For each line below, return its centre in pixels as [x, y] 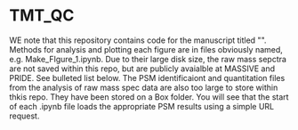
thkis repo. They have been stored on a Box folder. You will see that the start [149, 97]
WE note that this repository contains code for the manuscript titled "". [138, 40]
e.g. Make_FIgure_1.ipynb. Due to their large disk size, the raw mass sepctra [148, 59]
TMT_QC [42, 16]
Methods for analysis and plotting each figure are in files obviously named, [146, 49]
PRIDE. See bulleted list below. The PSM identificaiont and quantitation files [147, 77]
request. [24, 116]
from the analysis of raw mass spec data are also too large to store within [144, 87]
